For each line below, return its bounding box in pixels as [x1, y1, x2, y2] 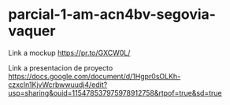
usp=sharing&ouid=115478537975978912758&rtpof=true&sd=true [8, 88, 222, 97]
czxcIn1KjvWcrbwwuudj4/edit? [8, 80, 108, 89]
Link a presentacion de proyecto [8, 63, 113, 72]
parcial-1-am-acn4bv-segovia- [8, 5, 217, 24]
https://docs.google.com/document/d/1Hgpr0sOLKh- [8, 71, 181, 81]
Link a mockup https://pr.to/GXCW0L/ [8, 48, 131, 57]
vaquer [8, 22, 56, 40]
